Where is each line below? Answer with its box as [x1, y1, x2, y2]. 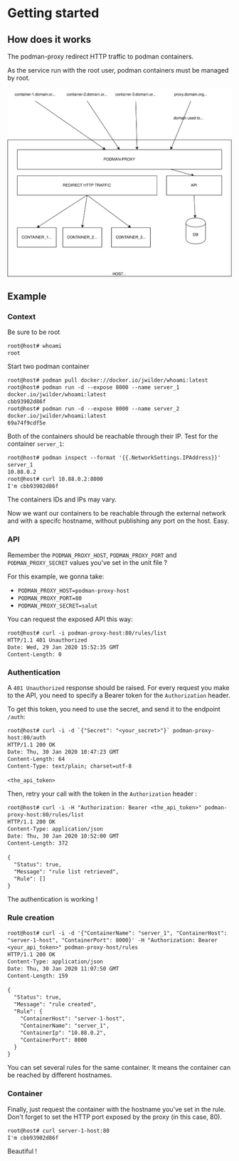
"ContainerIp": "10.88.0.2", [20, 1029, 107, 1037]
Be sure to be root [7, 328, 60, 336]
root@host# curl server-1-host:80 [7, 1127, 110, 1134]
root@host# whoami [7, 343, 62, 350]
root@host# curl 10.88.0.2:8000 [7, 476, 103, 483]
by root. [7, 73, 31, 82]
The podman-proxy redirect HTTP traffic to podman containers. [7, 52, 194, 61]
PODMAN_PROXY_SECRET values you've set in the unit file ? [7, 558, 168, 567]
